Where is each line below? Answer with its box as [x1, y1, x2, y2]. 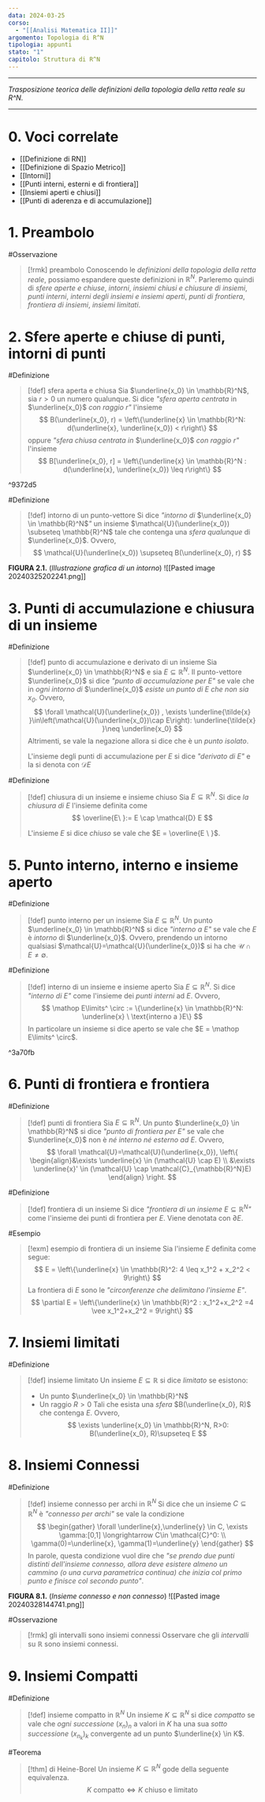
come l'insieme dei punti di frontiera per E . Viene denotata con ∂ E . [27, 1213, 244, 1222]
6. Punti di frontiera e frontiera [8, 1075, 211, 1093]
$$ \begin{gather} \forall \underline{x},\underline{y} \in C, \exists [36, 1522, 248, 1532]
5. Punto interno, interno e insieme [8, 856, 239, 874]
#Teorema [8, 1748, 42, 1757]
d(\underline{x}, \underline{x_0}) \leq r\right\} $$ [62, 464, 222, 474]
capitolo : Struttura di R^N [8, 56, 101, 64]
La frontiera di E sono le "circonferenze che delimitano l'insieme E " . [27, 1285, 247, 1294]
